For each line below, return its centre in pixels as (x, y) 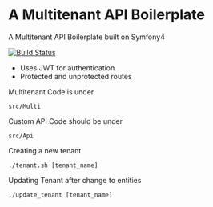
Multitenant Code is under (51, 92)
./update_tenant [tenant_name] (60, 195)
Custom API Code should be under (65, 121)
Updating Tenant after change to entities (75, 180)
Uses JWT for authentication (67, 68)
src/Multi (25, 106)
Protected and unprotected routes (76, 76)
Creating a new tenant (45, 150)
